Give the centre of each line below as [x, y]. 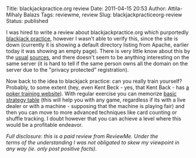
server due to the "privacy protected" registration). [67, 70]
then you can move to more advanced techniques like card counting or [92, 112]
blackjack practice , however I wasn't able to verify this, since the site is [92, 38]
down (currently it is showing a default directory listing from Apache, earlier [97, 45]
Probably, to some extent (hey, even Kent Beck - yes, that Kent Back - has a [98, 87]
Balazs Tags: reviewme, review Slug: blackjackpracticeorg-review [103, 15]
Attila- [175, 9]
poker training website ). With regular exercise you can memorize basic [92, 94]
